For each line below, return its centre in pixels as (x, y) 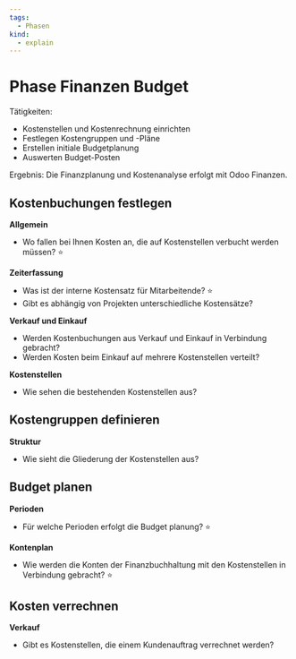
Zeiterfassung (37, 273)
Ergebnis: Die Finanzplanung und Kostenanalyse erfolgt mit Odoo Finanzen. (148, 175)
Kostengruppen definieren (85, 420)
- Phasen (34, 26)
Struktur (25, 441)
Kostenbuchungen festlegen (91, 203)
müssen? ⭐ (43, 252)
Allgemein (29, 224)
